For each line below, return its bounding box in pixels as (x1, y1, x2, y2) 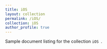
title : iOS (5, 7, 28, 12)
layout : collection (5, 12, 45, 16)
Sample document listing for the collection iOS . (5, 38, 103, 44)
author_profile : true (5, 25, 50, 30)
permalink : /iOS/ (5, 16, 41, 21)
